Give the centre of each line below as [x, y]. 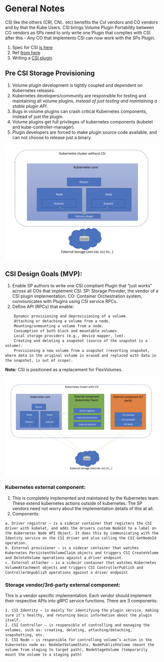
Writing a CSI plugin [32, 58]
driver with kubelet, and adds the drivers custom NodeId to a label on [81, 528]
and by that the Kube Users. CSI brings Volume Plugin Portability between [80, 27]
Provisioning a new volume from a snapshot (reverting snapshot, [82, 351]
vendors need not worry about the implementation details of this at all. [83, 508]
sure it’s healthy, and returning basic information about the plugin [79, 615]
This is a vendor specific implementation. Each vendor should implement [78, 596]
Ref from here [26, 53]
